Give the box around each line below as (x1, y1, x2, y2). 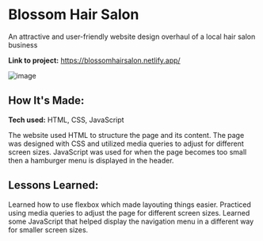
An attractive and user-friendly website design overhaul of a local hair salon (8, 32, 256, 41)
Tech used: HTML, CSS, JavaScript (8, 115, 124, 124)
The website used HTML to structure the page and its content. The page (8, 130, 245, 140)
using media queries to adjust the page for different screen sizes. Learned (8, 208, 250, 217)
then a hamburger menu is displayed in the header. (8, 155, 174, 165)
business (8, 40, 38, 49)
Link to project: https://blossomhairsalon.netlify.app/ (8, 55, 181, 65)
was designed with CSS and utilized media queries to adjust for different (8, 139, 244, 148)
